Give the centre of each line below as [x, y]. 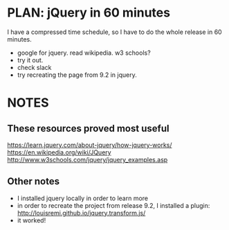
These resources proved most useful [88, 129]
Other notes [34, 182]
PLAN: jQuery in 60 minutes [89, 13]
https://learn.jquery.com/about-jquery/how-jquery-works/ [90, 145]
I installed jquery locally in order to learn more [83, 198]
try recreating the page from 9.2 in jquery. [77, 75]
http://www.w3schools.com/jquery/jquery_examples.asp [88, 159]
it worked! [31, 220]
